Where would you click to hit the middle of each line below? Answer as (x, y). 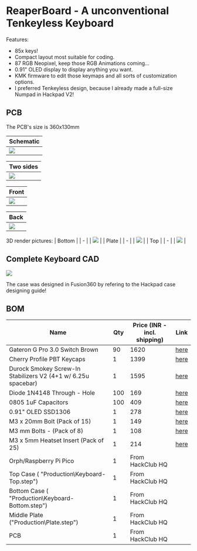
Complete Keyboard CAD (53, 259)
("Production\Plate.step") (44, 522)
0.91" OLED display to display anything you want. (74, 69)
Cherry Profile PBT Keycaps (47, 360)
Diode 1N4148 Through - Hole (52, 393)
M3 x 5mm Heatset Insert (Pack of (57, 440)
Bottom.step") (28, 506)
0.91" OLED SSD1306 (40, 412)
